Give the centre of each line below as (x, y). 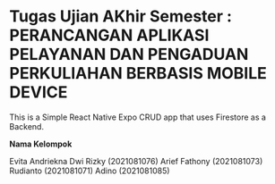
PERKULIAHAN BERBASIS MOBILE (138, 74)
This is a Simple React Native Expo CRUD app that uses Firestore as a (138, 117)
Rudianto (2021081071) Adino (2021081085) (90, 171)
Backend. (27, 126)
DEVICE (39, 92)
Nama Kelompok (41, 144)
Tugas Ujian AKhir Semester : (121, 17)
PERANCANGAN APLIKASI (109, 35)
